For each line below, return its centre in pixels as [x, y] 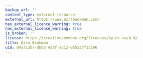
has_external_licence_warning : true [43, 24]
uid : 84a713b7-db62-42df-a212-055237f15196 [51, 47]
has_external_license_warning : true [43, 29]
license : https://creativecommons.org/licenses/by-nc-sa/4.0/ [71, 38]
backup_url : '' [21, 10]
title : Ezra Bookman [27, 43]
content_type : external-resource [40, 15]
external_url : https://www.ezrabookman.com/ [52, 19]
